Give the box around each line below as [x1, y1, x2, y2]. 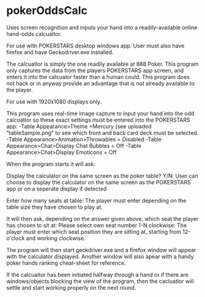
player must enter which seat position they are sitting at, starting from [6, 228, 182, 235]
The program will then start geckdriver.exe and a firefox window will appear [6, 246, 196, 253]
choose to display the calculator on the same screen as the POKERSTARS [6, 178, 191, 186]
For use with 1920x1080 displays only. [6, 98, 102, 105]
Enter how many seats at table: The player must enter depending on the [6, 197, 187, 204]
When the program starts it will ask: [6, 160, 96, 167]
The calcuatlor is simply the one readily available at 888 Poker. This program [6, 60, 199, 68]
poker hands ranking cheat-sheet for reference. [6, 259, 126, 267]
